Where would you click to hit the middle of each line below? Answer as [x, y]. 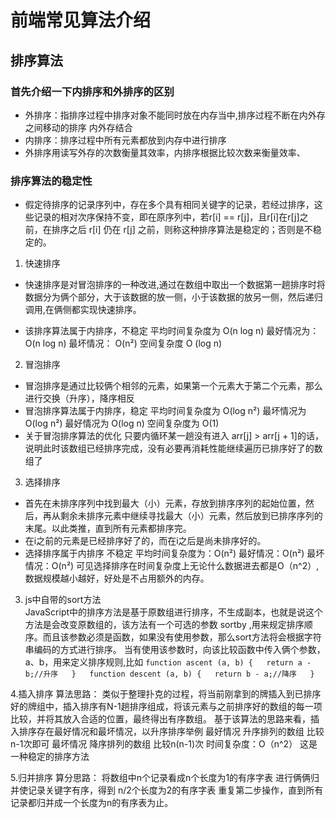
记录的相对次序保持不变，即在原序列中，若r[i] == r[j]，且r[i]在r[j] [166, 217]
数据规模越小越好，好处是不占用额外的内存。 [117, 578]
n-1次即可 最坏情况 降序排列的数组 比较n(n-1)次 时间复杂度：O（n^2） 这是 [164, 744]
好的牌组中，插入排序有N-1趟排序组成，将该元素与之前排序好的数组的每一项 [166, 707]
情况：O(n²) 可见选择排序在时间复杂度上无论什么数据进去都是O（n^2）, [172, 566]
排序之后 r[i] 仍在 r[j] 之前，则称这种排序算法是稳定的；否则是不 [182, 230]
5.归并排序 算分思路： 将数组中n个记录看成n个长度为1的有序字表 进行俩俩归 [165, 778]
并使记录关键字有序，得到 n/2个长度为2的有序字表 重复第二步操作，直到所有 [167, 790]
